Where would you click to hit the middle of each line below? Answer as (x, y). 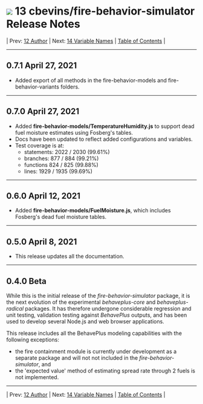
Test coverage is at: (40, 145)
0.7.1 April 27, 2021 (42, 66)
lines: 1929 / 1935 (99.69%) (58, 171)
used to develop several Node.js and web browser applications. (85, 322)
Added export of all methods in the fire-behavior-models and (91, 80)
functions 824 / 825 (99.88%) (61, 164)
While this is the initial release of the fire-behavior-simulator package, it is (98, 296)
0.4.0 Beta (26, 281)
